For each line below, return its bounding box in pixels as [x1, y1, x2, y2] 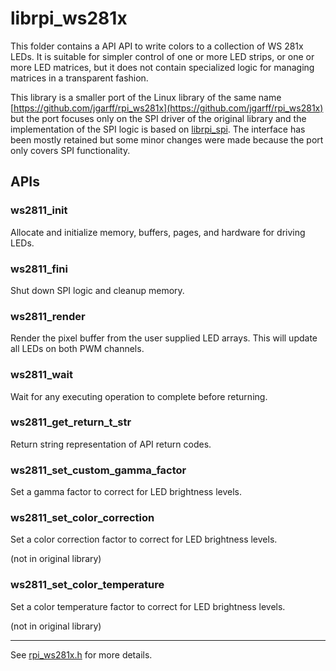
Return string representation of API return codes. [10, 438, 212, 450]
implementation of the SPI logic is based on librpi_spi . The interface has [10, 123, 306, 135]
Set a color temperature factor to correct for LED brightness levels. [10, 600, 286, 612]
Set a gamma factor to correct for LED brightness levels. [10, 486, 243, 498]
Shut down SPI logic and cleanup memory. [10, 284, 185, 296]
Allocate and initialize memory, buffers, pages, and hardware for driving [10, 226, 306, 238]
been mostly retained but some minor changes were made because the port [10, 133, 324, 146]
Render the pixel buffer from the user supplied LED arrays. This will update [10, 332, 318, 344]
